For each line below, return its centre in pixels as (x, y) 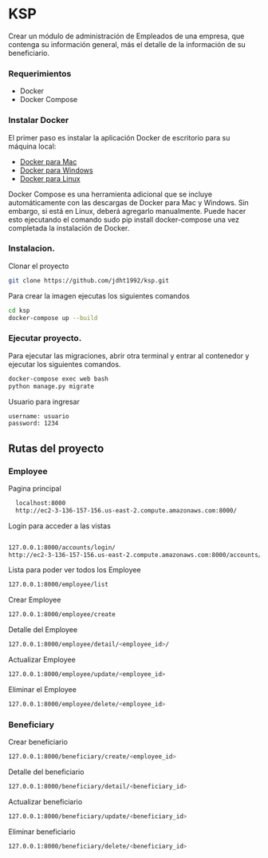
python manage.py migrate (51, 386)
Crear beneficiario (38, 742)
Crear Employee (35, 600)
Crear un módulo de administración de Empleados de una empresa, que (126, 36)
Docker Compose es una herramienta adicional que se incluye (110, 194)
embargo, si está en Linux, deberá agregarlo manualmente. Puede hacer (127, 211)
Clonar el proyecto (39, 266)
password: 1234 (33, 424)
